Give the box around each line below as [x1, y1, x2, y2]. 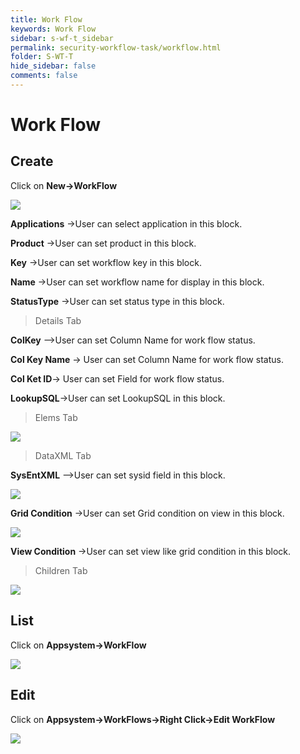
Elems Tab [34, 411, 78, 423]
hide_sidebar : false [10, 61, 97, 71]
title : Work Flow [10, 14, 83, 25]
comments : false [10, 71, 78, 81]
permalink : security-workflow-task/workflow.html [10, 42, 222, 53]
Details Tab [34, 314, 82, 326]
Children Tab [34, 564, 88, 576]
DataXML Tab [34, 449, 92, 461]
